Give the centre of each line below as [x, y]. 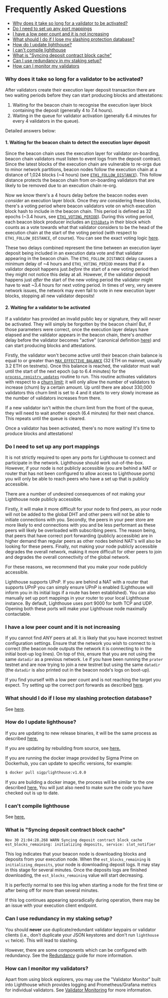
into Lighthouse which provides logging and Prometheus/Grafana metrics [81, 984]
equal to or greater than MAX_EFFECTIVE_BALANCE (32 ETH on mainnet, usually [83, 360]
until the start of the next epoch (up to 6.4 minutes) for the [65, 371]
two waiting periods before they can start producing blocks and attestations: [84, 95]
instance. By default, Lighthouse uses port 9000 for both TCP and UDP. [79, 603]
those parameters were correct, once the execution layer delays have [77, 329]
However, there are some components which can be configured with [76, 950]
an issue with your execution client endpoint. [51, 905]
